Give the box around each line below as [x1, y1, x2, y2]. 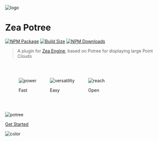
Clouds [17, 53, 32, 59]
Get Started [5, 121, 29, 127]
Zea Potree [5, 22, 51, 33]
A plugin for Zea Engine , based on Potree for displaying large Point [17, 47, 153, 54]
